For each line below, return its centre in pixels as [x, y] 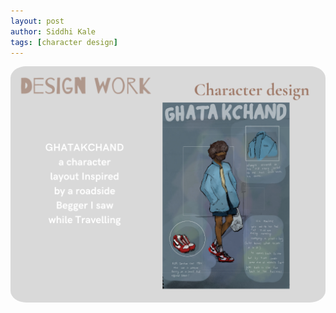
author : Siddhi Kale [53, 31]
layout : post [37, 21]
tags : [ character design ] [64, 42]
